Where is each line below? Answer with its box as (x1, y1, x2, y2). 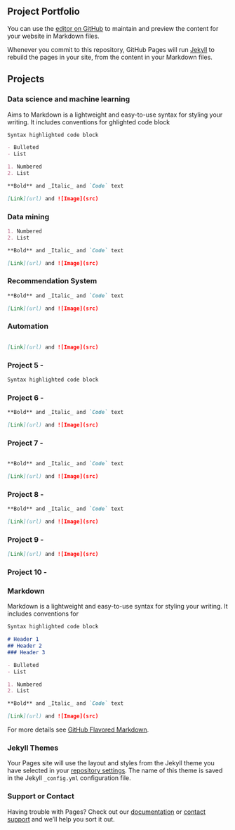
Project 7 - (7, 438, 43, 448)
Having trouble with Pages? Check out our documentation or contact (7, 808, 206, 816)
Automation (7, 321, 49, 331)
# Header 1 (7, 636, 39, 643)
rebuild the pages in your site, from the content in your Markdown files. (7, 53, 213, 61)
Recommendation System (7, 276, 98, 286)
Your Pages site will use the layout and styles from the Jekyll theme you (7, 759, 215, 767)
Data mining (7, 212, 50, 221)
